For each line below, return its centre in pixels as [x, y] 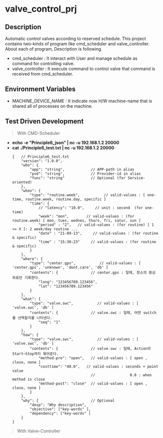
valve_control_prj [41, 9]
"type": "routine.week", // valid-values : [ [88, 195]
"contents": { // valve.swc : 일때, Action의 [90, 348]
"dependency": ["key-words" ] [60, 413]
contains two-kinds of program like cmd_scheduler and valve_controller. [77, 44]
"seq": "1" [49, 322]
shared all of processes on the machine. [52, 106]
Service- [136, 178]
